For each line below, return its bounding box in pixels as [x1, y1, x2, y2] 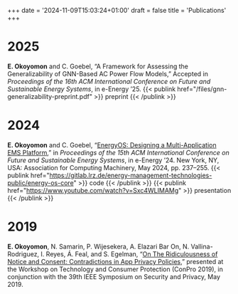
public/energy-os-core [7, 178, 74, 187]
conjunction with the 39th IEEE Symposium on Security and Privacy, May [7, 272, 221, 280]
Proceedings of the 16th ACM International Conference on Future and [7, 77, 211, 85]
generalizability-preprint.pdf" [7, 92, 92, 100]
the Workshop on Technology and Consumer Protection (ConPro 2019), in [7, 265, 224, 273]
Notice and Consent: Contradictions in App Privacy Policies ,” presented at [7, 257, 224, 266]
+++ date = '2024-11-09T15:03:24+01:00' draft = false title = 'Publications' [7, 6, 227, 14]
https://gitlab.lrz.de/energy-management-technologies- [49, 171, 212, 179]
